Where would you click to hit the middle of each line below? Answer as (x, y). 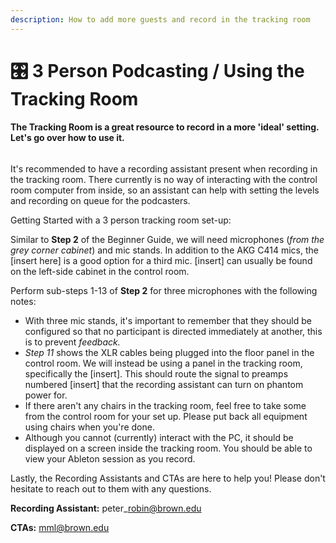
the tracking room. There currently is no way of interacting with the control (164, 180)
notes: (23, 302)
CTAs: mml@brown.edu (60, 528)
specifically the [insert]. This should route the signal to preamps (156, 374)
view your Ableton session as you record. (110, 459)
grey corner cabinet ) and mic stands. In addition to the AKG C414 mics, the (164, 250)
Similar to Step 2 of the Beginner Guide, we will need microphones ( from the (167, 240)
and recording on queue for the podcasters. (100, 201)
